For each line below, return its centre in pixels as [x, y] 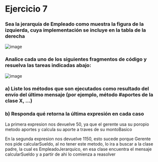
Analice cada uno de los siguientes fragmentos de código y [76, 59]
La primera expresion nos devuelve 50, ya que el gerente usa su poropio [77, 124]
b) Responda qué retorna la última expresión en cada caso [74, 113]
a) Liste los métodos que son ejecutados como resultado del [77, 88]
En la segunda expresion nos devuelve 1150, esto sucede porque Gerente [78, 139]
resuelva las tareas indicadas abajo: [48, 65]
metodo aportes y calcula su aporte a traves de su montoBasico [69, 129]
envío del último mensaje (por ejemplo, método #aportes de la [79, 95]
